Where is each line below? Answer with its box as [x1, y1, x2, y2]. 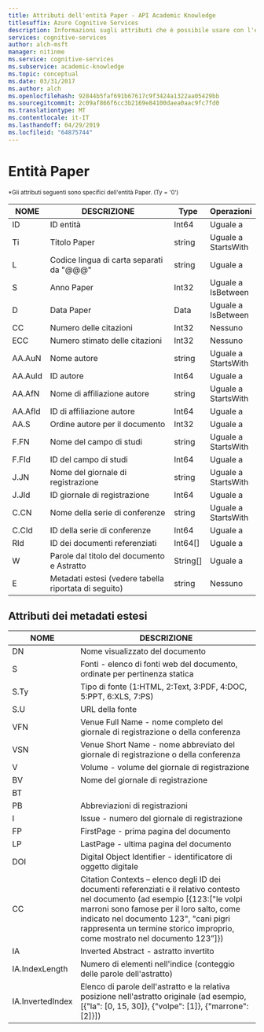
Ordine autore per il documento [49, 418, 166, 429]
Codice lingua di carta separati [49, 254, 163, 265]
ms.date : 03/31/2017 [8, 77, 76, 85]
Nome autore [49, 352, 98, 363]
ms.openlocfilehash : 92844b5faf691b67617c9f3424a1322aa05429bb [8, 92, 220, 100]
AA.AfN [12, 388, 40, 399]
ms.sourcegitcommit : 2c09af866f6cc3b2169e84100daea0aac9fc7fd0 [8, 99, 220, 107]
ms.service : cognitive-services [8, 56, 114, 64]
